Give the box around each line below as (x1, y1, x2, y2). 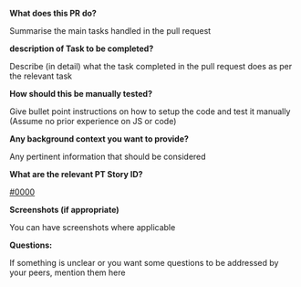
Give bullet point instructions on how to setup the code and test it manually (9, 106, 291, 117)
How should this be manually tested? (9, 89, 153, 99)
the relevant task (9, 70, 73, 81)
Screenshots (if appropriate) (9, 205, 120, 215)
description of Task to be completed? (9, 43, 154, 54)
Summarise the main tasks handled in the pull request (9, 26, 212, 36)
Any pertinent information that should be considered (9, 151, 207, 162)
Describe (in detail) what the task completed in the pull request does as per (9, 61, 293, 71)
